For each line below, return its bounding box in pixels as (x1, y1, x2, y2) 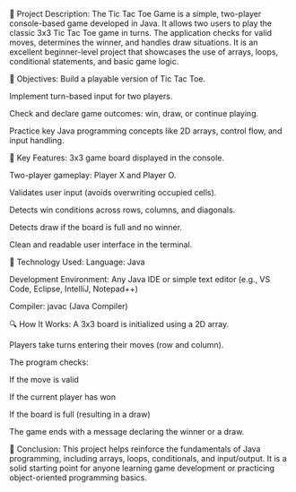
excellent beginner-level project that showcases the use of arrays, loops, (9, 47, 279, 57)
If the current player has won (9, 392, 117, 402)
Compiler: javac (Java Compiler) (9, 301, 128, 311)
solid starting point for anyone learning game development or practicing (9, 462, 275, 473)
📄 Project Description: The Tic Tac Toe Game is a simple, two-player (9, 9, 262, 19)
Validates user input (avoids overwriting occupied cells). (9, 187, 217, 197)
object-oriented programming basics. (9, 472, 148, 483)
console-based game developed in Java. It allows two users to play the (9, 18, 273, 29)
